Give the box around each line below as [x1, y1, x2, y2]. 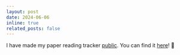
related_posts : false [6, 25, 61, 32]
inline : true [6, 20, 39, 26]
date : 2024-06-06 [6, 14, 50, 20]
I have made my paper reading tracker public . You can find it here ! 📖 [6, 42, 175, 49]
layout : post [6, 8, 39, 15]
